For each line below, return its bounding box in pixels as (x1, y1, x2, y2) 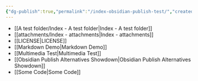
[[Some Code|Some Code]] (14, 68, 81, 75)
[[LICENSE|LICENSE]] (14, 37, 67, 44)
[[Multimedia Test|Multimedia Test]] (14, 49, 102, 56)
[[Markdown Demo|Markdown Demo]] (14, 43, 108, 50)
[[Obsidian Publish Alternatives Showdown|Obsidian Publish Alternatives (14, 56, 191, 63)
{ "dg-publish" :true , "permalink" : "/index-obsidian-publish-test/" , (5, 8, 173, 15)
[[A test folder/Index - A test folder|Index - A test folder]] (14, 25, 152, 32)
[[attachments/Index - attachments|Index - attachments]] (14, 31, 154, 38)
